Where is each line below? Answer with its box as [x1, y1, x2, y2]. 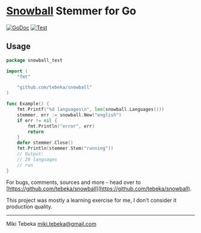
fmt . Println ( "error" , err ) [28, 123, 95, 129]
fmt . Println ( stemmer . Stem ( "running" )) [17, 146, 114, 152]
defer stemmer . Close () [17, 140, 74, 146]
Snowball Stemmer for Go [6, 4, 136, 18]
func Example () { [6, 101, 50, 107]
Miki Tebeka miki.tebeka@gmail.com [6, 220, 97, 227]
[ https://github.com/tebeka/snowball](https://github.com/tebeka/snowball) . [6, 184, 192, 192]
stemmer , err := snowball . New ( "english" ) [17, 112, 121, 118]
